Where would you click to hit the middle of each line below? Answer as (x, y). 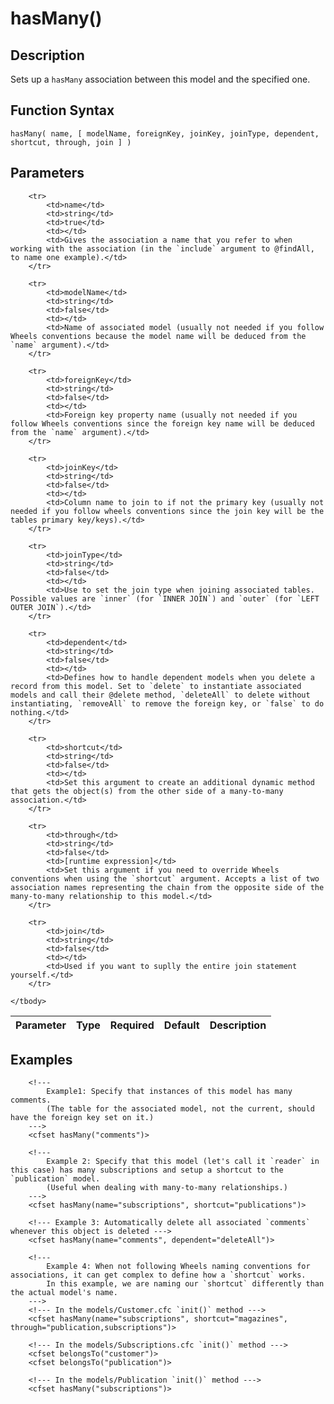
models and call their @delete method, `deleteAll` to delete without (160, 695)
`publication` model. (55, 1179)
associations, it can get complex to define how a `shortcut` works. (158, 1275)
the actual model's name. (64, 1293)
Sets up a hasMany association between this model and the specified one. (160, 79)
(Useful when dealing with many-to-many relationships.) (167, 1188)
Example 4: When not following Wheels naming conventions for (178, 1267)
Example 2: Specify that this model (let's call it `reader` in (183, 1162)
